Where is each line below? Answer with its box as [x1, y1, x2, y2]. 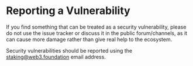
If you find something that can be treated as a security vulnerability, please [6, 23, 187, 30]
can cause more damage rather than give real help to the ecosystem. [6, 36, 173, 43]
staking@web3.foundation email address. [6, 53, 106, 60]
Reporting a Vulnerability [6, 4, 130, 18]
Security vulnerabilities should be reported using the [6, 47, 133, 54]
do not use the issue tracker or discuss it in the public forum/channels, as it [6, 29, 188, 36]
